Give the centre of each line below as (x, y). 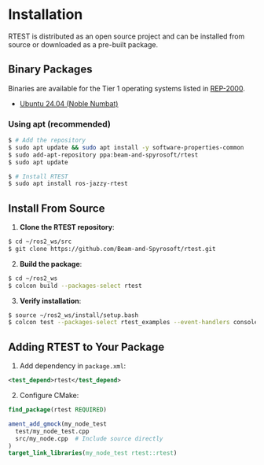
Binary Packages (50, 70)
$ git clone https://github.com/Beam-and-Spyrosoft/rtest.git (112, 249)
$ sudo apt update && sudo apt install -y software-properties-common (126, 147)
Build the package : (51, 264)
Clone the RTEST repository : (67, 227)
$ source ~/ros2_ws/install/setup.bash (73, 315)
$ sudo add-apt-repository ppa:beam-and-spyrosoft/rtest (103, 155)
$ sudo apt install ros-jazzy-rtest (68, 184)
